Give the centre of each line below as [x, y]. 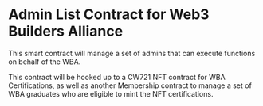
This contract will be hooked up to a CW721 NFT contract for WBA [117, 77]
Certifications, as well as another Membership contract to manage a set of [130, 85]
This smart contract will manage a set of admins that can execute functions [132, 53]
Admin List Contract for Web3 [109, 15]
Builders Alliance [66, 31]
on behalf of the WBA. [45, 62]
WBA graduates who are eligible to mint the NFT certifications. [111, 93]
